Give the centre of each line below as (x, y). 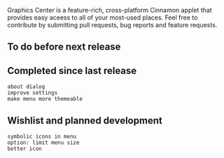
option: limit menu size (43, 143)
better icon (24, 149)
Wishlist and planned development (85, 121)
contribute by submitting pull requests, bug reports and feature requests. (112, 25)
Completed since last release (72, 70)
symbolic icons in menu (42, 137)
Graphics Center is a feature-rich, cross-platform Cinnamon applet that (110, 10)
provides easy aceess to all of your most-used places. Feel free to (103, 17)
